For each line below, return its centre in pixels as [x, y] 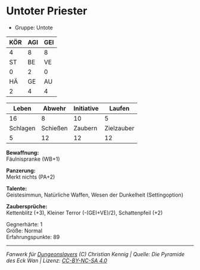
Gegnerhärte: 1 [24, 224]
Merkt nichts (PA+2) [31, 177]
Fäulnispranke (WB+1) [33, 159]
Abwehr [55, 108]
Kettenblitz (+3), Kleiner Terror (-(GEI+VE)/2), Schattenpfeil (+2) [85, 213]
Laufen [119, 108]
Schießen [55, 128]
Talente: [17, 188]
